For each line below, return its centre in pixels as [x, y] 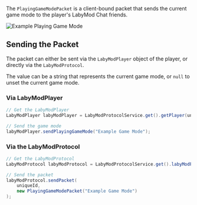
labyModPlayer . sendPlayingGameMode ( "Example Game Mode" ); [78, 132]
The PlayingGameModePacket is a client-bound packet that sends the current [96, 9]
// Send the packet [30, 175]
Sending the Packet [43, 44]
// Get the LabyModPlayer [38, 110]
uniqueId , [29, 186]
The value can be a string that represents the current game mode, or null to [98, 76]
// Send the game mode [34, 126]
